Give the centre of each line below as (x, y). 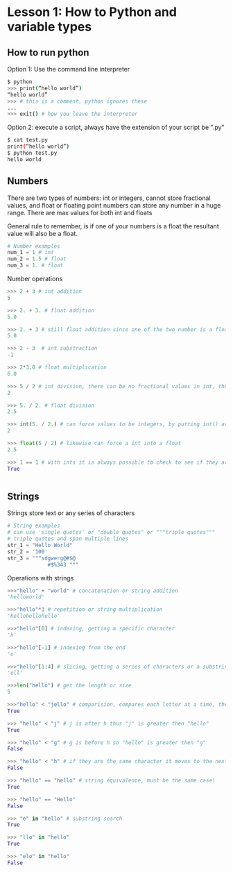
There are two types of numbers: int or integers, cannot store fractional (109, 198)
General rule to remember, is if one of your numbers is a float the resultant (113, 226)
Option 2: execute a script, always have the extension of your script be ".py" (116, 127)
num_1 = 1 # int (31, 253)
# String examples (34, 526)
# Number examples (34, 246)
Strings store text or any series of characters (71, 513)
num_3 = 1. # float (35, 266)
